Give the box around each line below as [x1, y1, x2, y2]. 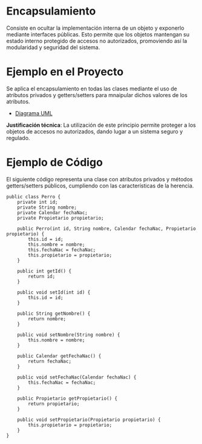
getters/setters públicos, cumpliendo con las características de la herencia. [6, 182, 194, 189]
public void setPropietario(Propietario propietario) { [17, 417, 161, 423]
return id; [28, 273, 56, 280]
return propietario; [28, 400, 80, 407]
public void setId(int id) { [17, 289, 91, 295]
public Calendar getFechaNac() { [17, 353, 102, 359]
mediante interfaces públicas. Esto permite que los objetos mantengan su [6, 30, 190, 38]
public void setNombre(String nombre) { [17, 332, 120, 338]
